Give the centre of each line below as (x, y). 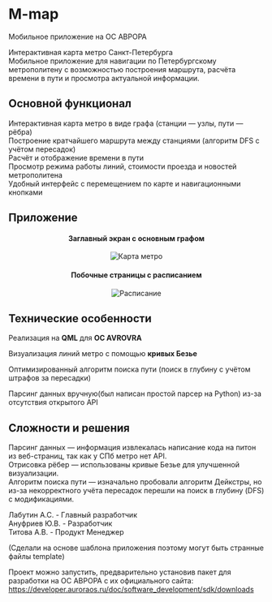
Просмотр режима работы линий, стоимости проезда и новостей (123, 166)
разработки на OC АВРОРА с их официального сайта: (101, 581)
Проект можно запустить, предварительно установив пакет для (120, 572)
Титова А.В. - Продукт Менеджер (66, 532)
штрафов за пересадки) (50, 378)
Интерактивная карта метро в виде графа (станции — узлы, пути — (126, 123)
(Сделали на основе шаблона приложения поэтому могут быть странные (136, 548)
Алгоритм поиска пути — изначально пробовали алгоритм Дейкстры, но (135, 482)
